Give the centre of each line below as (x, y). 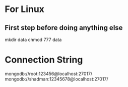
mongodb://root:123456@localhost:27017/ (49, 73)
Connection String (44, 60)
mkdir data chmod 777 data (33, 39)
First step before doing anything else (64, 28)
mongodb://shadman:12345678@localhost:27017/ (57, 79)
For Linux (25, 9)
